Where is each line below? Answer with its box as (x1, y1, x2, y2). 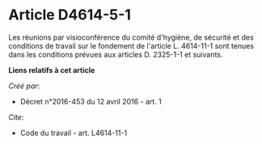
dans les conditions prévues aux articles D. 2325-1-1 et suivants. (8, 49, 223, 59)
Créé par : (8, 81, 40, 91)
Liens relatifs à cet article (8, 65, 95, 74)
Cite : (8, 112, 24, 122)
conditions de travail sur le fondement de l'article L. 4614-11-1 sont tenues (8, 40, 255, 50)
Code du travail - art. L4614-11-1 (19, 128, 128, 138)
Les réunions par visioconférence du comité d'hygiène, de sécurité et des (8, 32, 254, 42)
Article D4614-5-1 (8, 6, 132, 24)
